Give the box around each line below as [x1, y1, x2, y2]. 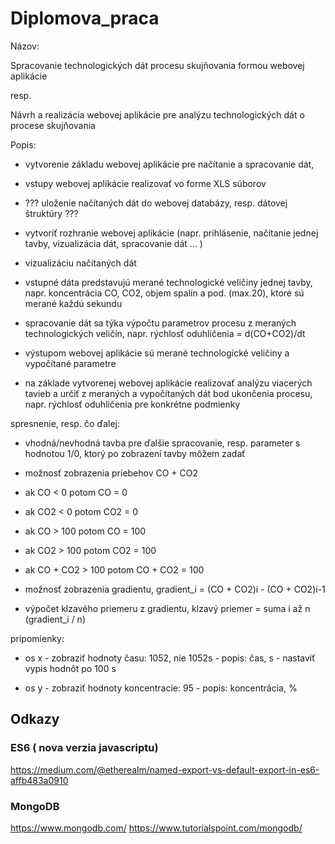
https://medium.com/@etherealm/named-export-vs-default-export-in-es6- [10, 763, 320, 776]
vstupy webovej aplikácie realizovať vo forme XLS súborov [24, 177, 267, 189]
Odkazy [10, 711, 60, 728]
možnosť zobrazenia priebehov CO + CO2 [24, 467, 199, 479]
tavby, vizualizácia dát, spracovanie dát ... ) [24, 237, 203, 249]
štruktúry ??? [24, 207, 79, 219]
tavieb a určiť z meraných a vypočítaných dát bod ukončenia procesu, [24, 387, 313, 399]
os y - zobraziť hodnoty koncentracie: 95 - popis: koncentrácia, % [24, 682, 298, 694]
